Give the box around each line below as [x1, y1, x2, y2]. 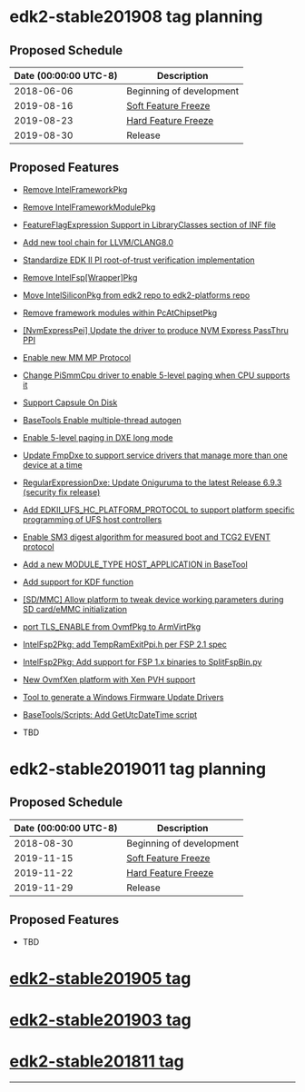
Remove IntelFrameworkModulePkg [22, 202, 156, 213]
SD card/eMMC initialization [22, 603, 127, 614]
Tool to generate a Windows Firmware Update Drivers [22, 691, 224, 702]
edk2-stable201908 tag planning [9, 6, 263, 27]
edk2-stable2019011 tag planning [9, 759, 267, 779]
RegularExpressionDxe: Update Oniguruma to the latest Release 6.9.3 [22, 477, 282, 488]
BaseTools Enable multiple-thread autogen [22, 414, 182, 425]
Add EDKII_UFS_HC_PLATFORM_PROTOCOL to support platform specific [22, 504, 295, 515]
